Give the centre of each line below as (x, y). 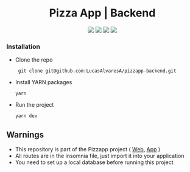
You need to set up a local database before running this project (94, 162)
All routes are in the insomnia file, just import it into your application (100, 156)
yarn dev (26, 116)
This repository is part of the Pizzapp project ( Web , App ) (88, 149)
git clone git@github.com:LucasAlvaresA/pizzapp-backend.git (97, 71)
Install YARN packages (44, 82)
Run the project (34, 105)
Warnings (25, 134)
